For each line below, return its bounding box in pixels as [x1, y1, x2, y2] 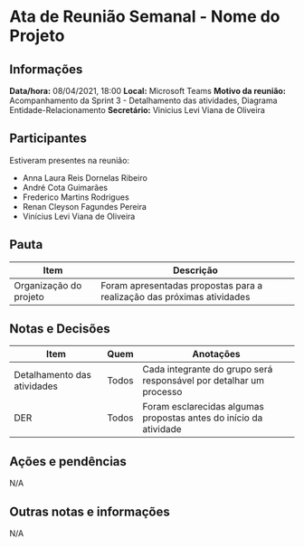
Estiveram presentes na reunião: [9, 155, 129, 165]
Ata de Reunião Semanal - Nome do [9, 6, 280, 27]
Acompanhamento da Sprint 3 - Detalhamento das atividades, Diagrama [9, 95, 278, 106]
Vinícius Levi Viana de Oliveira [22, 211, 136, 222]
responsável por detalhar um [142, 374, 265, 387]
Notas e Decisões [9, 321, 110, 336]
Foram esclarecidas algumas [142, 401, 264, 413]
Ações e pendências [9, 454, 127, 469]
